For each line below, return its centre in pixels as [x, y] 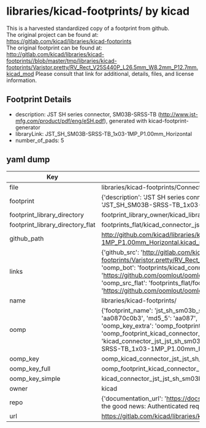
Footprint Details [39, 99]
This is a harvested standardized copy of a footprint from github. [88, 28]
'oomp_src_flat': [124, 283]
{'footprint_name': [127, 310]
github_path [27, 238]
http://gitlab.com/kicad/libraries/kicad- [55, 54]
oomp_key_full [30, 369]
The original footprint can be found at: [54, 48]
